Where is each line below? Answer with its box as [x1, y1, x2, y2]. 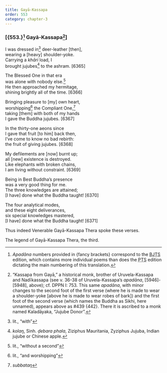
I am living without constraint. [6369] [5, 166, 81, 172]
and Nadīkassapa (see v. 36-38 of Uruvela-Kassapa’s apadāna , [12, 277, 144, 283]
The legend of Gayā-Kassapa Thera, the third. [5, 237, 99, 243]
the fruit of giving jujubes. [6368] [5, 141, 73, 147]
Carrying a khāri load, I [5, 57, 52, 63]
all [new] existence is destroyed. [5, 156, 72, 162]
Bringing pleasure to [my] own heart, [5, 99, 81, 105]
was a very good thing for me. [5, 181, 67, 187]
